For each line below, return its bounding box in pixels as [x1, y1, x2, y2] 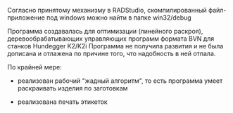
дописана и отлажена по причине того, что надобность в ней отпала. [7, 49, 216, 58]
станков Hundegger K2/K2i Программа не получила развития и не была [7, 42, 224, 50]
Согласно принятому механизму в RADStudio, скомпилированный [7, 6, 207, 14]
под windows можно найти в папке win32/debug [46, 13, 191, 22]
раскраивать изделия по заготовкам [17, 84, 128, 92]
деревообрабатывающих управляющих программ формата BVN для [7, 34, 215, 43]
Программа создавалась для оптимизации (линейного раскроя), [7, 27, 203, 35]
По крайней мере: [7, 63, 62, 71]
